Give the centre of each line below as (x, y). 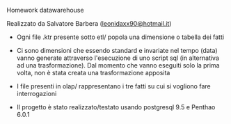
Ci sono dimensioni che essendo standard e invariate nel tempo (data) (117, 51)
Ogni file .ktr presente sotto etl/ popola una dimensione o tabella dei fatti (120, 37)
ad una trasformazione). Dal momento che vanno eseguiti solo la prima (118, 65)
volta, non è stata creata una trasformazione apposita (93, 73)
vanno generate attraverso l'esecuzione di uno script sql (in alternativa (118, 58)
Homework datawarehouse (45, 10)
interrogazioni (37, 94)
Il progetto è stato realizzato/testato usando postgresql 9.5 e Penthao (116, 107)
